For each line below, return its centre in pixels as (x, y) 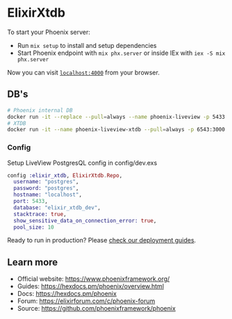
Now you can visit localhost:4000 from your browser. (83, 72)
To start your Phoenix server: (49, 32)
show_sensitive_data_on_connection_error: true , (85, 220)
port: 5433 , (31, 202)
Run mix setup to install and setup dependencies (87, 45)
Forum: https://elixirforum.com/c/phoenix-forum (86, 301)
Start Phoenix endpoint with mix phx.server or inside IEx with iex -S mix (121, 53)
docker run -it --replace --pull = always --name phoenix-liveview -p (108, 117)
